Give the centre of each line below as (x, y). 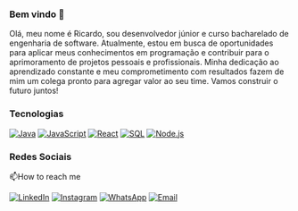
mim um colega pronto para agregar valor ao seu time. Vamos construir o (144, 81)
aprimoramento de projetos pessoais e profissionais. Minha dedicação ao (144, 63)
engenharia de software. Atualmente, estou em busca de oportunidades (141, 43)
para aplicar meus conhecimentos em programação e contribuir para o (139, 53)
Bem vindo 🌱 (37, 14)
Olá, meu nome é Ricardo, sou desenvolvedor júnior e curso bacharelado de (149, 34)
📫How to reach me (45, 176)
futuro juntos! (34, 91)
